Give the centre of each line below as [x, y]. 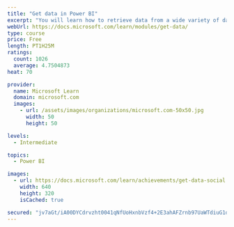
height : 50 [41, 123]
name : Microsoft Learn [46, 91]
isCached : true [42, 200]
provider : [22, 84]
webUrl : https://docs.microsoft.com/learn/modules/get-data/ [98, 26]
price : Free [24, 40]
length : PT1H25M [31, 46]
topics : [18, 155]
